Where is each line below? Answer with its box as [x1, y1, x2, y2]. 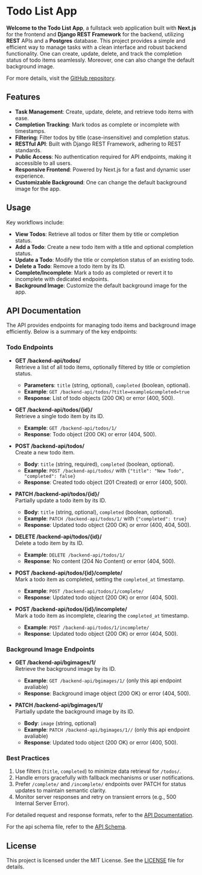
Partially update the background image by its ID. [14, 708, 134, 715]
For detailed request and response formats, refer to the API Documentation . [6, 812, 194, 819]
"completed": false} [24, 473, 76, 479]
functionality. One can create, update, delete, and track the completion [6, 50, 182, 57]
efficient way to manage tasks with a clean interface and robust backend [6, 44, 187, 51]
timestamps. [14, 127, 46, 134]
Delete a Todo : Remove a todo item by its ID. [14, 262, 126, 270]
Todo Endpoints [6, 343, 54, 352]
